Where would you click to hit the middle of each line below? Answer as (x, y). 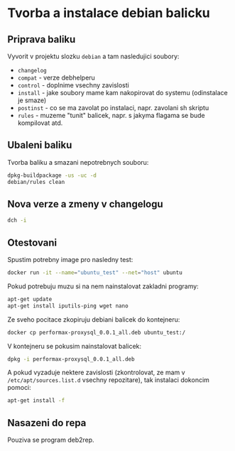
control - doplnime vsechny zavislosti (73, 85)
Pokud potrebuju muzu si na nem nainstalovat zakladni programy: (103, 286)
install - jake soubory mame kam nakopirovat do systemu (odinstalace (123, 93)
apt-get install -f (36, 401)
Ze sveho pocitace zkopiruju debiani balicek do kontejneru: (94, 319)
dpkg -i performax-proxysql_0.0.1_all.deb (71, 359)
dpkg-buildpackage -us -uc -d (52, 175)
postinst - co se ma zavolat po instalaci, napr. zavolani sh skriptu (113, 108)
